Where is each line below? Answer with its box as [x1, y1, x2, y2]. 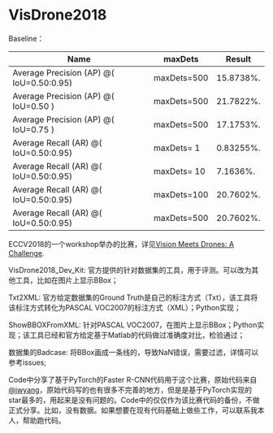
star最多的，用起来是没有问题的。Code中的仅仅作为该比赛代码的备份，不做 [8, 395, 260, 405]
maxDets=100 [153, 188, 209, 200]
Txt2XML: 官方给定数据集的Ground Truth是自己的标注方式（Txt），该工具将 [8, 292, 258, 302]
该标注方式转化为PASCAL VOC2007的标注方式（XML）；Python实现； [8, 302, 241, 312]
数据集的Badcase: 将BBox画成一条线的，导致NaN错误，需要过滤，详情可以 [8, 347, 259, 357]
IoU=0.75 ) [12, 123, 55, 135]
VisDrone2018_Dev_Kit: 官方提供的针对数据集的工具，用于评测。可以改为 [8, 265, 252, 275]
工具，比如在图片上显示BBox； [15, 275, 119, 285]
